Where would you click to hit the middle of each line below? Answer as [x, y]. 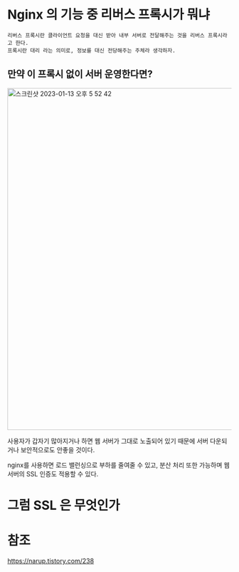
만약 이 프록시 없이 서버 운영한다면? [80, 75]
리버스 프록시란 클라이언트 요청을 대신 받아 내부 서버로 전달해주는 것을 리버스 [106, 35]
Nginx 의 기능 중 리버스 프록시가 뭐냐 [108, 15]
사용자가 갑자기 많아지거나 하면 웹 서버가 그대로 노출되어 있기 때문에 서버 [108, 441]
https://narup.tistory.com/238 [51, 561]
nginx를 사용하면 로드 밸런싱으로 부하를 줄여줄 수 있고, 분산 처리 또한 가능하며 [115, 465]
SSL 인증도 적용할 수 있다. [62, 474]
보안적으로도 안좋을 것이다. [58, 449]
